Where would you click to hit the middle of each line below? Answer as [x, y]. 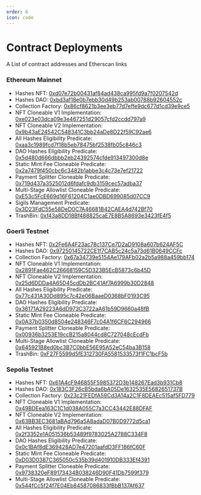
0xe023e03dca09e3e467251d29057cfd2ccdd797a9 [81, 119]
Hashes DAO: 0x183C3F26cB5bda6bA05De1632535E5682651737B [99, 389]
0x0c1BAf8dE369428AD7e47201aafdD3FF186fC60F [80, 447]
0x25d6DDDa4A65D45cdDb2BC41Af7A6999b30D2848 [84, 283]
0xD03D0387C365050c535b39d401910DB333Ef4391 [82, 460]
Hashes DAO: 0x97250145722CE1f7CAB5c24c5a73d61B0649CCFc [99, 251]
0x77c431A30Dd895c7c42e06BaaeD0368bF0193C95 [82, 296]
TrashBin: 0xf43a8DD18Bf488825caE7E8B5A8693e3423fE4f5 [93, 215]
